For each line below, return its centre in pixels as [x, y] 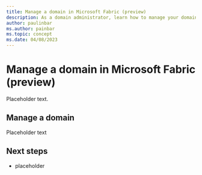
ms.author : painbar [31, 29]
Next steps [27, 151]
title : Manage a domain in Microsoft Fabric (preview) [76, 12]
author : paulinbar [29, 23]
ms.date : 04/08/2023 [32, 40]
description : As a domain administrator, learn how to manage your [93, 17]
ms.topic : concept [29, 34]
